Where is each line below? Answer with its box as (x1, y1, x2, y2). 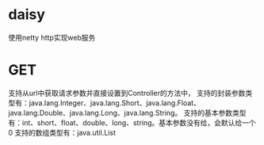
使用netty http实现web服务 (8, 32, 96, 42)
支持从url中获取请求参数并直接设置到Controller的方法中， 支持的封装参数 (8, 88, 246, 97)
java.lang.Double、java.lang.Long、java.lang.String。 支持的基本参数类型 (8, 108, 247, 117)
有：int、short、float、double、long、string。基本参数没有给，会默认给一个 (8, 117, 256, 128)
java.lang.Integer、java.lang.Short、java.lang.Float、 (29, 97, 201, 108)
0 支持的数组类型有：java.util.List (8, 128, 117, 137)
